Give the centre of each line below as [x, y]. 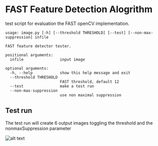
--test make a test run [52, 86]
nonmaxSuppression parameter [38, 128]
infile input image [48, 60]
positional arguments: [29, 55]
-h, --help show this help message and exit [70, 73]
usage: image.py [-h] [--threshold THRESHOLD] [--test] [66, 33]
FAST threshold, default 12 [89, 82]
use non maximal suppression [91, 95]
